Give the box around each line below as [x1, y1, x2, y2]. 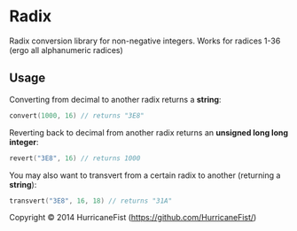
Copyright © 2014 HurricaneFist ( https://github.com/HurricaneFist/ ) [9, 212, 257, 223]
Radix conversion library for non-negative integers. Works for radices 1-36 [9, 35, 281, 46]
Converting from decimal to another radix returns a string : [9, 94, 222, 104]
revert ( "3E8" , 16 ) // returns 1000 [9, 153, 141, 163]
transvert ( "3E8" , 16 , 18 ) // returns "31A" [9, 196, 173, 205]
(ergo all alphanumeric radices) [9, 44, 124, 55]
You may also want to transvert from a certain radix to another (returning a [9, 170, 281, 181]
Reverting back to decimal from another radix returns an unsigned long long [9, 127, 289, 138]
